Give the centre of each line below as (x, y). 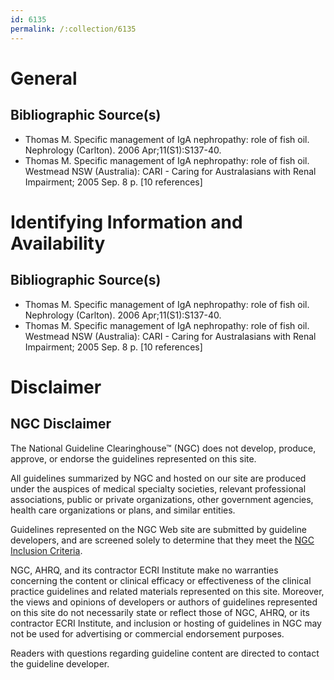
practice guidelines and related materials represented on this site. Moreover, (167, 591)
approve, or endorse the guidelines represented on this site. (133, 458)
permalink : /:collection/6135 (73, 29)
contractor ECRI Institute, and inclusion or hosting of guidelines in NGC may (166, 623)
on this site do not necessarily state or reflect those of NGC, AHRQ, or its (160, 612)
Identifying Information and (126, 222)
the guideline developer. (60, 663)
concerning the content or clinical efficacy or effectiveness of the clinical (161, 580)
